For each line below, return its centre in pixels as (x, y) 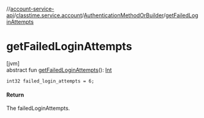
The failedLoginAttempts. (38, 108)
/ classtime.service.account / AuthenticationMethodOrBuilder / (90, 15)
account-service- (32, 9)
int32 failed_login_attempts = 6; (51, 81)
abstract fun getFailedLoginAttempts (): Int (59, 70)
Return (15, 95)
